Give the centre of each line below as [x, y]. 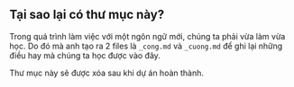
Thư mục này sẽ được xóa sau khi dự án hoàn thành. [107, 73]
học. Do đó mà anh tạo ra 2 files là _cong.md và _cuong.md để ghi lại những [146, 46]
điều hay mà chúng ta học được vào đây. [85, 55]
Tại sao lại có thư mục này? [87, 15]
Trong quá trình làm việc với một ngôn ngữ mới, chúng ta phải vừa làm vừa [147, 36]
